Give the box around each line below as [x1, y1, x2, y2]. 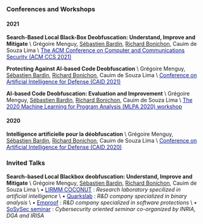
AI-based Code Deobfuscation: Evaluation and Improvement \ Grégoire [6, 90, 190, 97]
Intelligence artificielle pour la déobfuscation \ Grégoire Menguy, [6, 130, 174, 138]
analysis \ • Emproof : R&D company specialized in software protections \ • [6, 198, 197, 206]
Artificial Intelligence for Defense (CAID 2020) [6, 143, 122, 151]
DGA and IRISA [6, 212, 45, 219]
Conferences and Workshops [6, 5, 96, 13]
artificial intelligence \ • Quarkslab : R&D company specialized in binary [6, 192, 188, 200]
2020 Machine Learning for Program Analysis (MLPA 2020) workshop [6, 103, 182, 110]
